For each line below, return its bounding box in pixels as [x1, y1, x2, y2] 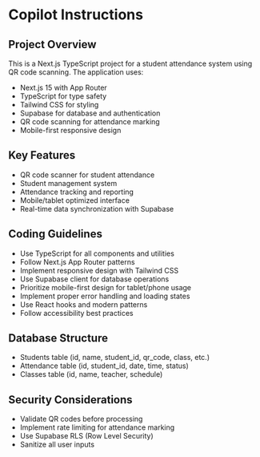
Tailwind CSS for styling [19, 100, 99, 109]
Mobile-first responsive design [19, 126, 122, 135]
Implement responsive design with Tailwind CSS [19, 265, 178, 275]
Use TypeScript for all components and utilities [19, 249, 174, 258]
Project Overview [8, 38, 97, 51]
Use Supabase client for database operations [19, 274, 170, 284]
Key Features [8, 148, 76, 162]
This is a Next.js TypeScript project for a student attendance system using [8, 59, 253, 68]
